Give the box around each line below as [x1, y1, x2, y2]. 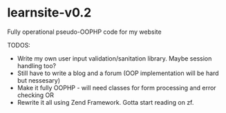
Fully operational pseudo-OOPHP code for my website [7, 28, 162, 36]
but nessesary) [17, 76, 61, 84]
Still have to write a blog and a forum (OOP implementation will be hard [17, 69, 219, 77]
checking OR [17, 91, 54, 99]
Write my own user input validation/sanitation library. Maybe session [17, 54, 212, 63]
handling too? [17, 61, 57, 70]
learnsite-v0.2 [7, 5, 92, 21]
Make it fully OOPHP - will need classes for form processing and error [17, 83, 216, 92]
